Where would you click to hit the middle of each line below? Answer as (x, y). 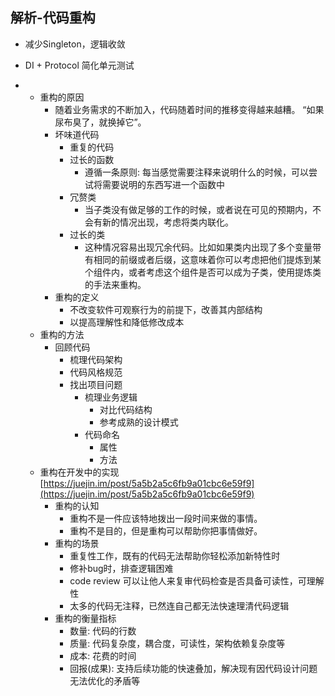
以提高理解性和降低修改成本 (127, 322)
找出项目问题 (96, 384)
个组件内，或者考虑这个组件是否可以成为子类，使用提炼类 (203, 272)
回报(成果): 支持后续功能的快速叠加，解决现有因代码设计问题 (193, 668)
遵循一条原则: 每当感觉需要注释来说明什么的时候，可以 (196, 172)
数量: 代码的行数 (103, 630)
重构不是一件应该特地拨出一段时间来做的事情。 (166, 518)
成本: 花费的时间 (103, 655)
